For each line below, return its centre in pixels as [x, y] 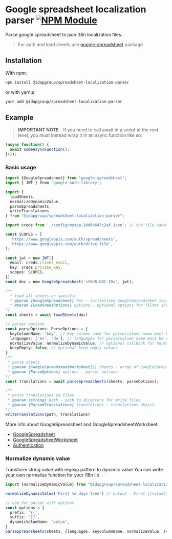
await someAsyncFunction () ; [40, 150]
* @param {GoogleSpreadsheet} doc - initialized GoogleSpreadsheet [83, 301]
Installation [24, 61]
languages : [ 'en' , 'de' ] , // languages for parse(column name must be [87, 338]
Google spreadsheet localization [76, 9]
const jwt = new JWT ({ [29, 258]
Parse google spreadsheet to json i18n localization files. [64, 34]
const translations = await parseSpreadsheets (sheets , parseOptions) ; [82, 381]
